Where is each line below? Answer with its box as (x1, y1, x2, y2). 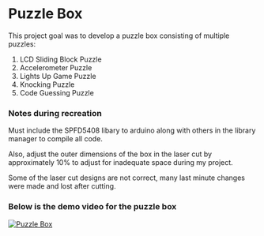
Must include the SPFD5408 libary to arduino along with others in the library (8, 125, 256, 135)
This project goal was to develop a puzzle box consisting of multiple (8, 31, 230, 40)
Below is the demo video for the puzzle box (8, 201, 177, 212)
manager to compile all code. (8, 134, 103, 144)
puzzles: (8, 39, 36, 48)
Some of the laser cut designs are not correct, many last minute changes (8, 173, 245, 182)
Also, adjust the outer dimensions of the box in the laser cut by (8, 149, 212, 159)
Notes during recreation (8, 107, 103, 118)
